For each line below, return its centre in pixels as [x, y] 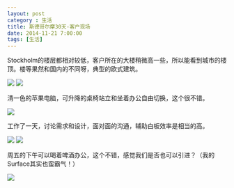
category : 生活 [30, 20]
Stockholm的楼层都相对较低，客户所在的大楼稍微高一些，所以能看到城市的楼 [117, 61]
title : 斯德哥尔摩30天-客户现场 [49, 26]
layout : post [26, 14]
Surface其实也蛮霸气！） [43, 164]
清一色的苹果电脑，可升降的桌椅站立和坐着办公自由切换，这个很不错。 [108, 98]
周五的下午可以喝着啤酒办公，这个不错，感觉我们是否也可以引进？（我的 [111, 155]
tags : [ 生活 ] [25, 40]
